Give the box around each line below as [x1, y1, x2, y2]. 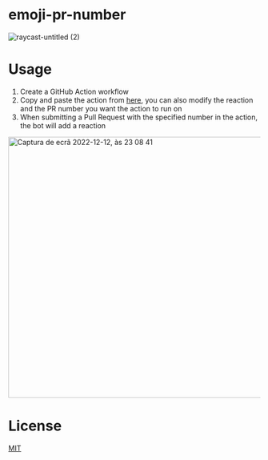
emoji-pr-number [8, 6, 126, 24]
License [8, 417, 62, 435]
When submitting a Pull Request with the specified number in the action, [19, 112, 258, 122]
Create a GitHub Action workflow [19, 87, 130, 96]
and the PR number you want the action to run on [19, 103, 182, 113]
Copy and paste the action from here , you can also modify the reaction [19, 95, 254, 105]
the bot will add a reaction [19, 120, 106, 130]
